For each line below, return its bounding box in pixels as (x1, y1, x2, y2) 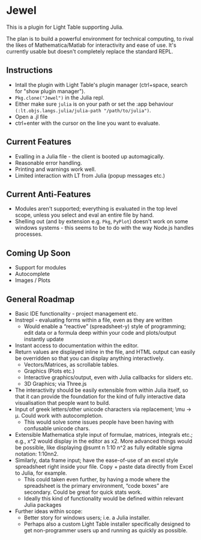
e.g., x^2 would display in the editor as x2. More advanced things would (14, 437, 193, 445)
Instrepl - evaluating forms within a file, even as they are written (14, 316, 173, 323)
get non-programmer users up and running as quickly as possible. (23, 527, 188, 534)
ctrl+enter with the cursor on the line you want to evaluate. (14, 119, 160, 127)
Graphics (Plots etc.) (23, 367, 75, 374)
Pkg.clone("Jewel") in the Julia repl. (14, 94, 105, 101)
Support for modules (14, 264, 67, 271)
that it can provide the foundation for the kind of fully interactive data (14, 393, 186, 400)
